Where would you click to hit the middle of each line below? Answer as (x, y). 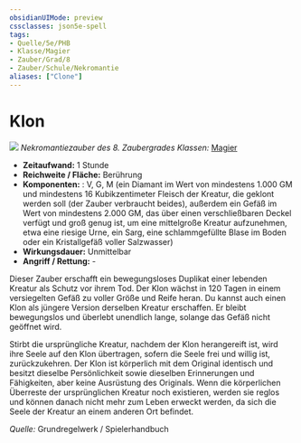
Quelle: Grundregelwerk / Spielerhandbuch (89, 429)
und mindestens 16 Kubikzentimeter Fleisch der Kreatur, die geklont (148, 193)
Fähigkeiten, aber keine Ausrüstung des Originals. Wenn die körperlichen (146, 382)
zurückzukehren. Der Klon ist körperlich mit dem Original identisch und (141, 363)
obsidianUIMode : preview (56, 18)
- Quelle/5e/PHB (40, 43)
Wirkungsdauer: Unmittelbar (77, 251)
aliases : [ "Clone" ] (46, 77)
